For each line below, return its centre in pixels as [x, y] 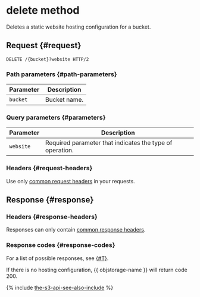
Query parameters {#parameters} [56, 117]
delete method [43, 10]
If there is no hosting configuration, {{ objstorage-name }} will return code [97, 270]
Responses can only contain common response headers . [76, 230]
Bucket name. [64, 100]
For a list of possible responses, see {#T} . [57, 258]
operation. [60, 151]
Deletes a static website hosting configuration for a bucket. [79, 27]
